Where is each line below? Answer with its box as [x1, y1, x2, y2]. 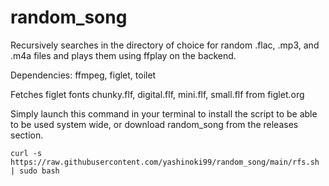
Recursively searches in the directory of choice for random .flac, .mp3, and [10, 39, 320, 51]
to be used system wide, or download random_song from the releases [10, 118, 299, 130]
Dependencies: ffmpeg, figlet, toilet [10, 69, 157, 81]
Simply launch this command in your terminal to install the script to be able [10, 107, 318, 120]
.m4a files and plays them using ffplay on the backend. [10, 49, 237, 61]
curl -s [10, 148, 43, 158]
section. [10, 129, 44, 141]
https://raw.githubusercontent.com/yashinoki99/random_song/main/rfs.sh [10, 157, 320, 167]
